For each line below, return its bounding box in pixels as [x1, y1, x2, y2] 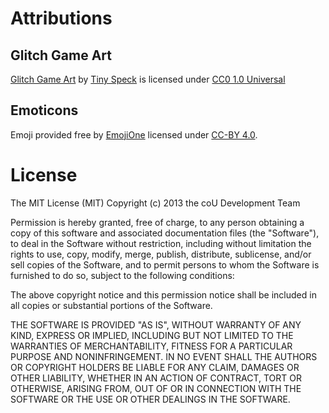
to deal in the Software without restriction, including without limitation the [10, 237, 312, 249]
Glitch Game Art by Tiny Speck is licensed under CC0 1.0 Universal [10, 73, 286, 85]
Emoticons [10, 102, 79, 119]
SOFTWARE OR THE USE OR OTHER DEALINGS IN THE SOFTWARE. [10, 393, 291, 405]
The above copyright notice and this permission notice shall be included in [10, 288, 317, 301]
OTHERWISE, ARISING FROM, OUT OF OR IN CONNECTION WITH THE [10, 382, 302, 394]
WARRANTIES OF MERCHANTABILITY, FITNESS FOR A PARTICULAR [10, 340, 293, 352]
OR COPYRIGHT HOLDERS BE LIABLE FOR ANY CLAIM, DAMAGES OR [10, 361, 300, 373]
